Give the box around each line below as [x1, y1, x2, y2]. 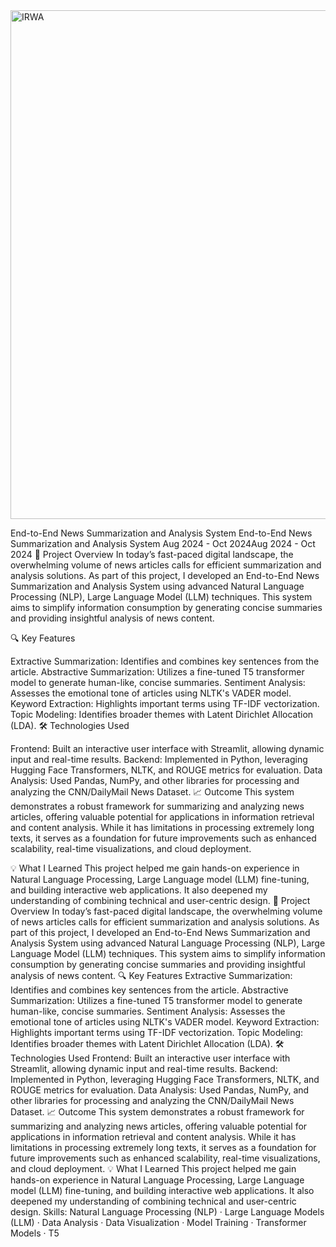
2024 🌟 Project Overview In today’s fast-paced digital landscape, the [10, 549, 294, 560]
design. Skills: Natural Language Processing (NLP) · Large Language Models [10, 1206, 325, 1218]
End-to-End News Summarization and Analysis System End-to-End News [10, 527, 313, 539]
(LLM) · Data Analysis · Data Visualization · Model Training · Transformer [10, 1217, 307, 1228]
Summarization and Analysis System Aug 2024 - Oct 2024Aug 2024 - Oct [10, 538, 316, 549]
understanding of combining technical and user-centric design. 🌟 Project [10, 895, 311, 906]
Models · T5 [10, 1227, 60, 1239]
